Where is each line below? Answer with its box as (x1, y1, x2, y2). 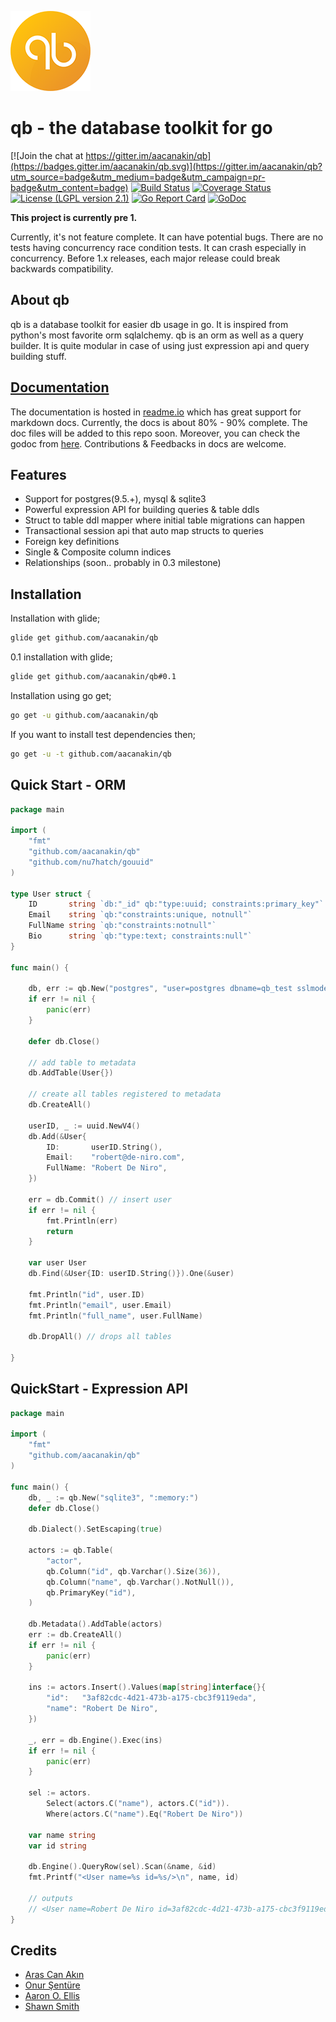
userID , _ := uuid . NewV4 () (28, 1121, 141, 1131)
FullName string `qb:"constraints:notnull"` (28, 921, 217, 931)
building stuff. (10, 350, 67, 362)
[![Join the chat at (10, 149, 84, 161)
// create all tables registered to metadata (28, 1089, 222, 1100)
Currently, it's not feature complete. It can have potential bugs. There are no (10, 231, 324, 243)
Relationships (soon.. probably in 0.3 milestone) (24, 557, 222, 569)
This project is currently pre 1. (10, 211, 138, 223)
